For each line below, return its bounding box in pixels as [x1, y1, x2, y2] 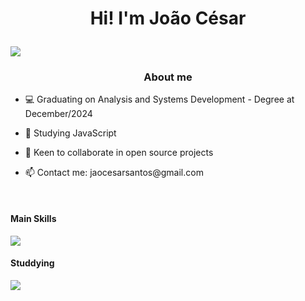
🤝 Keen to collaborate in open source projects [24, 147, 214, 159]
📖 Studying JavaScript [24, 127, 117, 139]
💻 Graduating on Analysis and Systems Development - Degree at [24, 93, 295, 106]
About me [143, 70, 193, 84]
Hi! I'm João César [89, 7, 247, 30]
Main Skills [10, 213, 57, 225]
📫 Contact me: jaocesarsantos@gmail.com [24, 167, 204, 179]
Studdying [10, 257, 55, 269]
